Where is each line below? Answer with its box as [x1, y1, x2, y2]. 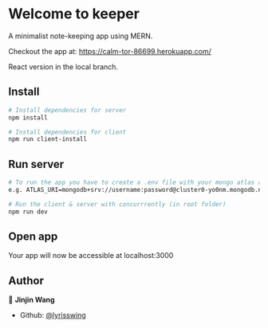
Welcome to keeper [8, 5, 140, 23]
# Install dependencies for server [8, 106, 127, 114]
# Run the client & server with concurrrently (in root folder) [8, 200, 227, 208]
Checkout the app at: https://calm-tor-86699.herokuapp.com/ [8, 46, 211, 56]
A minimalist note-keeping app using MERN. [8, 31, 153, 41]
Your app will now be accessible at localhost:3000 [8, 251, 174, 260]
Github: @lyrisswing [19, 310, 86, 320]
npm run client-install [8, 135, 88, 143]
